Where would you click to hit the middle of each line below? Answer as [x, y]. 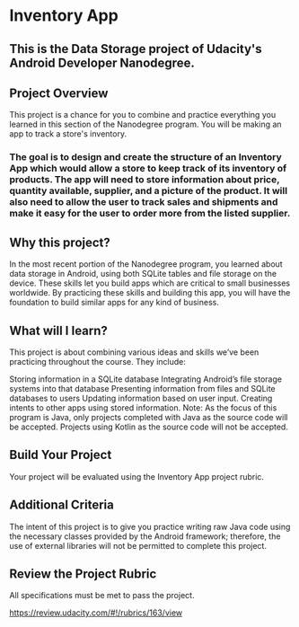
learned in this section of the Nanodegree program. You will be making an [145, 124]
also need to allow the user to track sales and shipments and [144, 202]
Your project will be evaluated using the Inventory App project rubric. [137, 476]
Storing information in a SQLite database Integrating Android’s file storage [146, 379]
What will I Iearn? [58, 330]
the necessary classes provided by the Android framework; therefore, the [145, 536]
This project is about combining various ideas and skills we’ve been [134, 352]
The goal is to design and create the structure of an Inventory [145, 157]
